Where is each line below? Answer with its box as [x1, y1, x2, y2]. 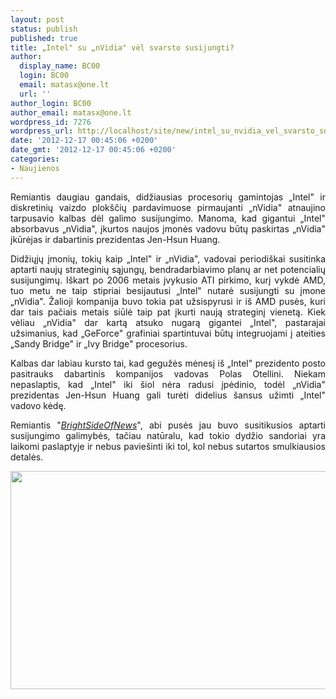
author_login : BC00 [10, 98, 92, 108]
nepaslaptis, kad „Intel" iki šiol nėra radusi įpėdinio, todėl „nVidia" [10, 378, 326, 390]
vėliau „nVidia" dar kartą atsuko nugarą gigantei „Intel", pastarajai [10, 316, 326, 328]
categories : [10, 154, 60, 164]
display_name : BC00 [19, 61, 101, 71]
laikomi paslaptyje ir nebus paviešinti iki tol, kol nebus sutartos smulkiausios [10, 440, 326, 452]
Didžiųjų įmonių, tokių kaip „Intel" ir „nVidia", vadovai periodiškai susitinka [10, 252, 326, 265]
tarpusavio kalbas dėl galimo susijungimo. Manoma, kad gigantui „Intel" [10, 212, 326, 224]
